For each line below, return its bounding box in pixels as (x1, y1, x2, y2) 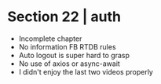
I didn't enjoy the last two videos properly (18, 67, 154, 76)
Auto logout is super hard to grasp (18, 50, 130, 60)
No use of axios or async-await (18, 59, 121, 68)
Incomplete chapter (18, 34, 82, 43)
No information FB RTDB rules (18, 42, 116, 51)
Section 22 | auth (7, 8, 121, 26)
